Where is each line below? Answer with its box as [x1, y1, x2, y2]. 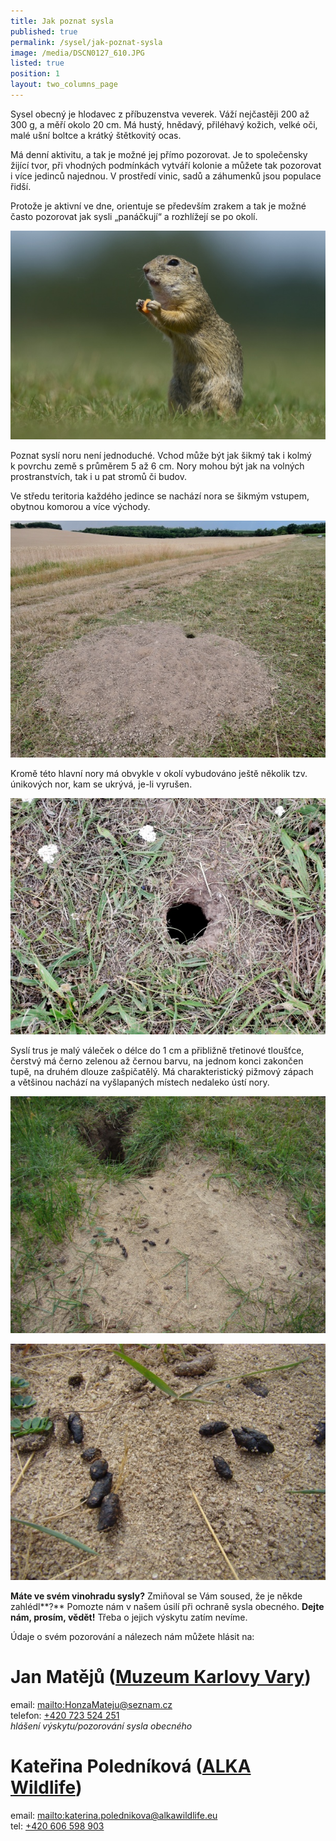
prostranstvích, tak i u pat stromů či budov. [10, 471, 187, 483]
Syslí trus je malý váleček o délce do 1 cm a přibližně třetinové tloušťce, [10, 1045, 305, 1057]
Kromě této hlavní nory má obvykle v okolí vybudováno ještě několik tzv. [10, 767, 308, 779]
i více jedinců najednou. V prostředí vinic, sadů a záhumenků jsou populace [10, 170, 322, 182]
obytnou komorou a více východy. [10, 501, 151, 513]
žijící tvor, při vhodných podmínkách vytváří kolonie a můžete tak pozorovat [10, 159, 322, 171]
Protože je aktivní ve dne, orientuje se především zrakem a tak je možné [10, 200, 307, 212]
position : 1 [10, 69, 60, 79]
